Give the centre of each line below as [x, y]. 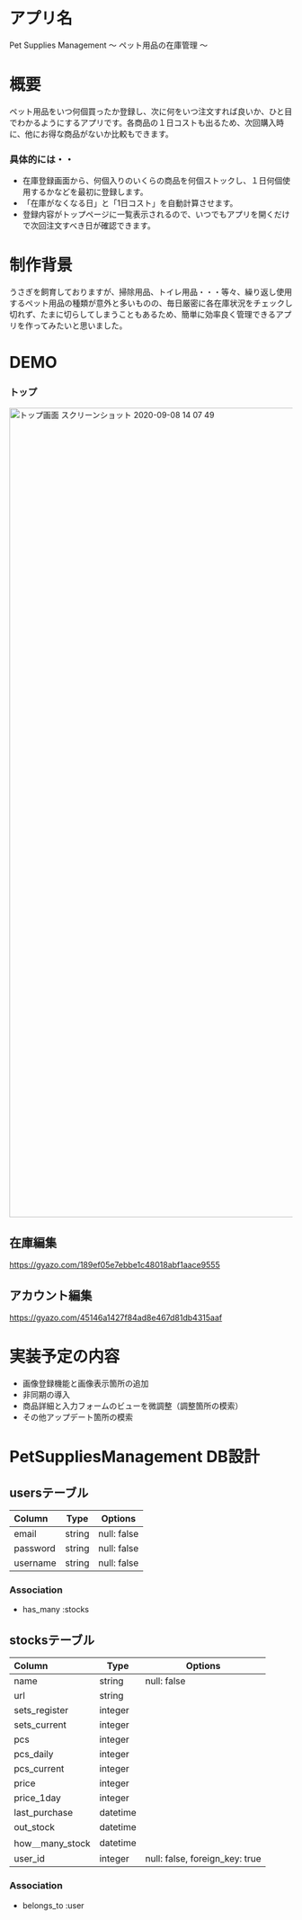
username [35, 1563]
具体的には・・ [42, 159]
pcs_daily [34, 1755]
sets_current [40, 1725]
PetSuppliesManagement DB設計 [135, 1457]
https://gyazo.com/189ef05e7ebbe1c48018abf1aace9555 [115, 1265]
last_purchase [44, 1813]
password [35, 1549]
